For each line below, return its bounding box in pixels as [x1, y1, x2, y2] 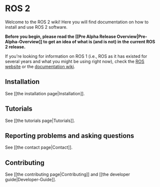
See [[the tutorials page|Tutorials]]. [5, 118, 75, 123]
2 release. [5, 44, 26, 50]
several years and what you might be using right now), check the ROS [5, 58, 144, 64]
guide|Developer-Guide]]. [5, 177, 57, 183]
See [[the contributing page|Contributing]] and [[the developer [5, 171, 130, 177]
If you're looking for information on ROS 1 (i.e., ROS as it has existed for [5, 53, 147, 59]
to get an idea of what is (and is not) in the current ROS [43, 38, 155, 44]
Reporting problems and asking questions [5, 132, 134, 140]
